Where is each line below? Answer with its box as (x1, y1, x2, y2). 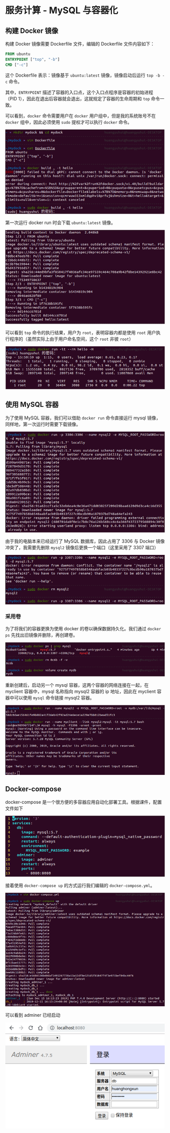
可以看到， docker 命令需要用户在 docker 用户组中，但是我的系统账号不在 (5, 113, 156, 119)
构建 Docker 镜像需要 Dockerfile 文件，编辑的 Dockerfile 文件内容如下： (5, 41, 155, 47)
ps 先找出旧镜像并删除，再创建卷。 (5, 632, 78, 638)
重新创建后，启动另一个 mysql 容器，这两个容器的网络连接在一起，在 (5, 682, 149, 688)
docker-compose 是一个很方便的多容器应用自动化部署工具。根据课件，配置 (5, 799, 162, 805)
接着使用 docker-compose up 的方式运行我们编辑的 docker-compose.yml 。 (5, 882, 155, 888)
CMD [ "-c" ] (5, 62, 28, 67)
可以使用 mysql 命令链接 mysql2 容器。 (14, 694, 95, 700)
